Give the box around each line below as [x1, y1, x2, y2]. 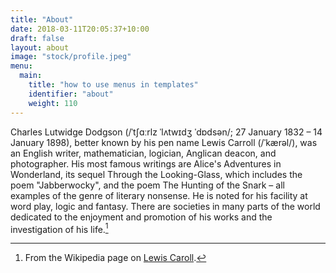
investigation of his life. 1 [10, 221, 109, 235]
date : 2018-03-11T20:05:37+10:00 [10, 24, 150, 34]
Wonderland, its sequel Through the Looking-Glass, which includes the [10, 168, 303, 180]
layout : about [10, 42, 70, 53]
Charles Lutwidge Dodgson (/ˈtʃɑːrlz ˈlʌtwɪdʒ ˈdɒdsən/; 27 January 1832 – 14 [10, 126, 323, 138]
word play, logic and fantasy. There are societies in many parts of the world [10, 200, 321, 212]
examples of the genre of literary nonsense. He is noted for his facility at [10, 189, 308, 201]
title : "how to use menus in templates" [28, 80, 199, 90]
